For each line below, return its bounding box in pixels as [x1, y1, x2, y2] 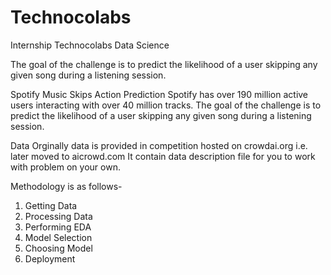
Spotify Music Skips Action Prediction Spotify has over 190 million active [10, 88, 309, 100]
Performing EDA [24, 221, 92, 233]
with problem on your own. [10, 161, 121, 173]
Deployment [24, 252, 76, 265]
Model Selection [24, 231, 93, 243]
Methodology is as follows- [10, 180, 123, 192]
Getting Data [24, 199, 78, 211]
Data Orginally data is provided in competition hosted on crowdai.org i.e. [10, 139, 308, 151]
